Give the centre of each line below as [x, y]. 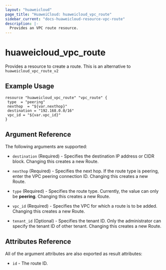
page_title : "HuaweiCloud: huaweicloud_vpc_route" [58, 14]
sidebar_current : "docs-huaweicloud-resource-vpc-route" [65, 19]
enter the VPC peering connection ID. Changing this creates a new [80, 176]
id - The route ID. [30, 263]
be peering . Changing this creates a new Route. [61, 196]
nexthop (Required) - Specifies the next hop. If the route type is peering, [86, 171]
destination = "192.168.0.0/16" [41, 110]
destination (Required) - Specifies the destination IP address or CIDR [83, 156]
